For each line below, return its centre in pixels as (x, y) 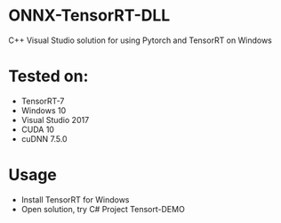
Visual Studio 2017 (55, 120)
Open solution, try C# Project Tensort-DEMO (103, 209)
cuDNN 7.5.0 (44, 138)
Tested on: (48, 76)
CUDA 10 (38, 129)
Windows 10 (44, 110)
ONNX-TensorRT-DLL (89, 16)
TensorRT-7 (43, 101)
